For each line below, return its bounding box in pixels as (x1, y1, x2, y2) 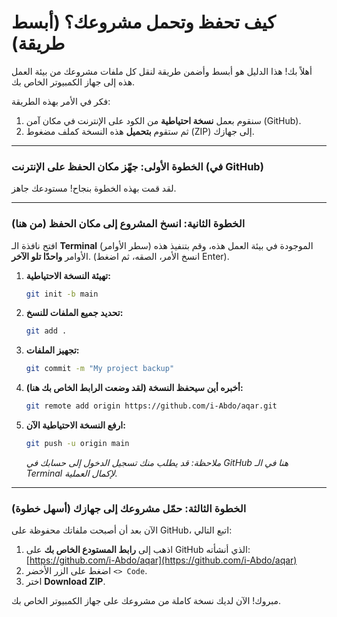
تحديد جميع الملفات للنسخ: (25, 307, 124, 319)
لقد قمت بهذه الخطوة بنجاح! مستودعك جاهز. (11, 182, 177, 195)
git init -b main (25, 289, 99, 299)
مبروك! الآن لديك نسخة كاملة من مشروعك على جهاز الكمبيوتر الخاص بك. (11, 595, 282, 607)
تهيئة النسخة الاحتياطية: (25, 269, 111, 281)
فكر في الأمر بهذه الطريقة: (11, 95, 111, 107)
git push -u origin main (25, 439, 130, 449)
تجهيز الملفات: (25, 344, 80, 356)
